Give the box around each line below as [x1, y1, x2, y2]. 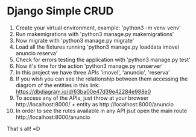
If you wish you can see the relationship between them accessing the [15, 75, 188, 82]
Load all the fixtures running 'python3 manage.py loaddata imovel [15, 43, 180, 50]
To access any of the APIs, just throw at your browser [15, 94, 149, 102]
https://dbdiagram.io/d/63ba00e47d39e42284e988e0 [15, 88, 151, 95]
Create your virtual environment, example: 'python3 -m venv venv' [15, 24, 182, 31]
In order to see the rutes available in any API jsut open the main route [15, 107, 188, 114]
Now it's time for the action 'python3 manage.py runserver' [15, 62, 163, 70]
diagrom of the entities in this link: [15, 81, 100, 88]
